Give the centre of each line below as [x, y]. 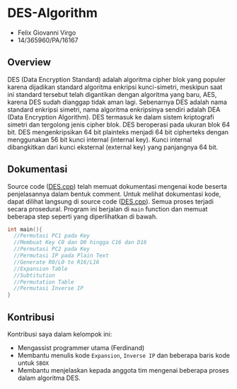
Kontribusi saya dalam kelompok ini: [60, 334]
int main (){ [25, 229]
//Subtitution [34, 275]
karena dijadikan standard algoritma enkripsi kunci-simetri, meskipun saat [115, 87]
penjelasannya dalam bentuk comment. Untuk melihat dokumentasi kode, [114, 194]
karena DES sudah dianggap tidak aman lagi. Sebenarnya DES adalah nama [117, 102]
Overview [29, 63]
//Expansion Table [41, 269]
